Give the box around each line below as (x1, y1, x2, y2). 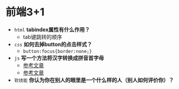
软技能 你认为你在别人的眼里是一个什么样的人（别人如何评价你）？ (14, 76, 174, 83)
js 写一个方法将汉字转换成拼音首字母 (14, 54, 105, 61)
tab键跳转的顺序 (22, 33, 63, 40)
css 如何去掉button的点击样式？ (14, 41, 93, 48)
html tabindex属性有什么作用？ (14, 26, 90, 33)
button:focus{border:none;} (22, 48, 92, 54)
